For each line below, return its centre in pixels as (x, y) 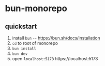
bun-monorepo (36, 8)
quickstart (21, 26)
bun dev (20, 54)
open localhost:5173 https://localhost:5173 (55, 58)
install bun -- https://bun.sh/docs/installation (56, 38)
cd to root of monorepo (35, 43)
